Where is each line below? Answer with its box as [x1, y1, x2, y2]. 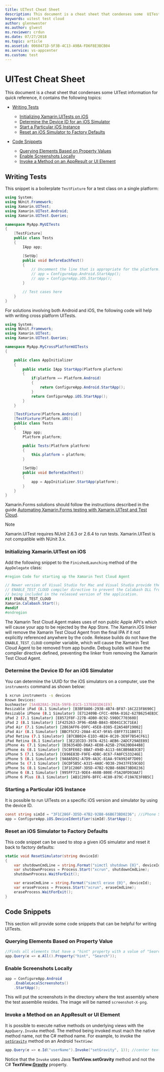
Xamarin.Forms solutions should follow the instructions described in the [5, 502, 149, 508]
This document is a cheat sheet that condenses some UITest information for [5, 90, 158, 96]
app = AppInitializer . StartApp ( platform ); [31, 479, 119, 484]
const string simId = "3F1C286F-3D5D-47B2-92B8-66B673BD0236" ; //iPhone [5, 812, 156, 817]
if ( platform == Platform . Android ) [31, 376, 102, 381]
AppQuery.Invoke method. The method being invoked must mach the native [5, 1028, 155, 1033]
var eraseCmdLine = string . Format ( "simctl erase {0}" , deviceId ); [14, 881, 152, 886]
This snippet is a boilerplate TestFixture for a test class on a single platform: [5, 186, 159, 192]
